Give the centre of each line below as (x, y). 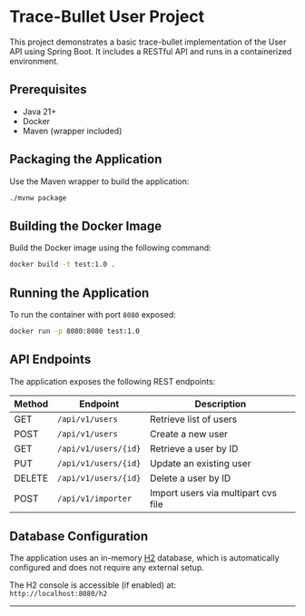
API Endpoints (50, 360)
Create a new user (189, 434)
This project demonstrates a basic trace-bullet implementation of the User (148, 42)
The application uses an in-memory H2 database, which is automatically (144, 558)
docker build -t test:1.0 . (63, 265)
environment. (34, 61)
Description (221, 404)
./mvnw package (38, 198)
